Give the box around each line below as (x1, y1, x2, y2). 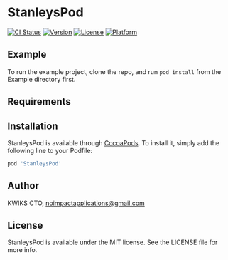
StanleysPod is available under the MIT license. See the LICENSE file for (7, 238, 218, 246)
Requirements (7, 95, 71, 108)
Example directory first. (7, 75, 76, 83)
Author (7, 180, 39, 192)
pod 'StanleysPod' (7, 160, 62, 167)
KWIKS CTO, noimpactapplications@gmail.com (7, 199, 146, 207)
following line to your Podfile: (7, 146, 93, 155)
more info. (7, 246, 38, 254)
